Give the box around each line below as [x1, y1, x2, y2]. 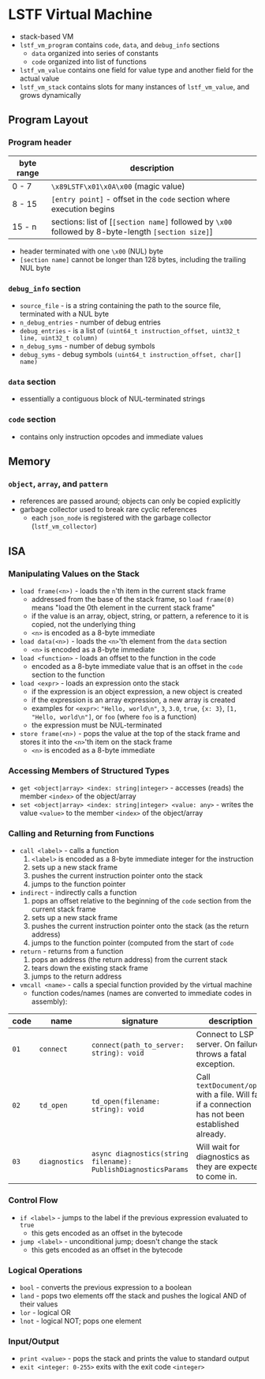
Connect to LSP [196, 1029, 254, 1040]
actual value [19, 73, 60, 83]
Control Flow [8, 1195, 58, 1206]
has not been [196, 1109, 244, 1120]
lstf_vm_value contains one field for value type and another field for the [19, 65, 254, 74]
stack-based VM [19, 32, 74, 41]
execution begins [50, 203, 115, 214]
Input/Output [8, 1336, 59, 1347]
